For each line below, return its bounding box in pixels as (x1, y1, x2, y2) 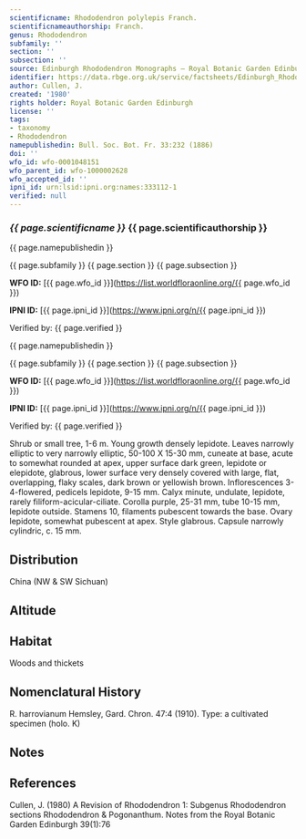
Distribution (9, 552, 79, 567)
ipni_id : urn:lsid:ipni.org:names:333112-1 (9, 183, 178, 192)
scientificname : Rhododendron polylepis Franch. (9, 13, 198, 23)
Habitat (9, 633, 53, 648)
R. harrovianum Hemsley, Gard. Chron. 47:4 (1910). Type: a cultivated (9, 709, 269, 720)
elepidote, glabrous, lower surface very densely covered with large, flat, (9, 467, 280, 479)
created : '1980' (9, 89, 71, 98)
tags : (9, 115, 30, 124)
